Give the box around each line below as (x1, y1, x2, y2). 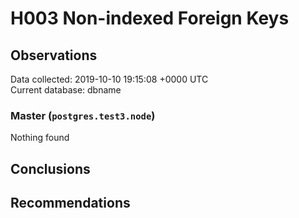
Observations (10, 47, 98, 64)
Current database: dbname (10, 84, 122, 96)
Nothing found (10, 132, 70, 144)
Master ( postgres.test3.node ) (10, 108, 156, 122)
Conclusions (10, 160, 91, 177)
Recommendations (10, 195, 131, 212)
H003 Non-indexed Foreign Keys (10, 7, 290, 30)
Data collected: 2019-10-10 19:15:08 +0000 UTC (10, 73, 209, 85)
